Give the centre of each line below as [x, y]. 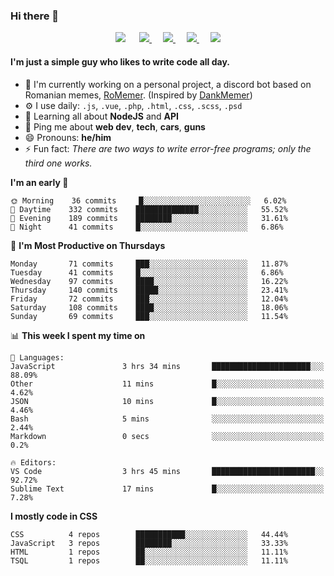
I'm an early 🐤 [39, 182]
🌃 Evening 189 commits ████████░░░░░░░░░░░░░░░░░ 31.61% [149, 218]
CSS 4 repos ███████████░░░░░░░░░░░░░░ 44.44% [149, 534]
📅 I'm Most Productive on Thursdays [88, 245]
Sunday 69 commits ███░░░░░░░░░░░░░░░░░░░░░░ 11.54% [149, 316]
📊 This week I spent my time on [78, 335]
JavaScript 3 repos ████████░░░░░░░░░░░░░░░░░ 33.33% [149, 543]
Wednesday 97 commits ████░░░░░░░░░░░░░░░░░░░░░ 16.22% [149, 281]
